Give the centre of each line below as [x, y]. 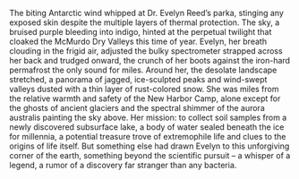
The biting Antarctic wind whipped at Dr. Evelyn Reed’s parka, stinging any [147, 13]
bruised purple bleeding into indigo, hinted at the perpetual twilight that [141, 32]
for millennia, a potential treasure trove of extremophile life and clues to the [148, 136]
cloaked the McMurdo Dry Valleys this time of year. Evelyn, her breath [138, 41]
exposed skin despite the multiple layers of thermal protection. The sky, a [145, 22]
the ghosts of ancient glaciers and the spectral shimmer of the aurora [137, 108]
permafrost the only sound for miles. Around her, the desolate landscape [143, 70]
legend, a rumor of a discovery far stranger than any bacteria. [123, 165]
